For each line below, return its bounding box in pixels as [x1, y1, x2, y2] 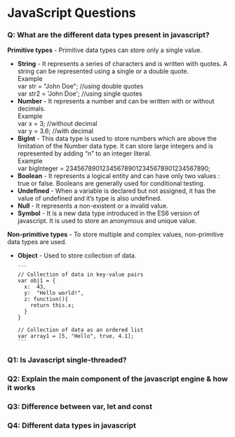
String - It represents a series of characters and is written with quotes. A [17, 60, 228, 68]
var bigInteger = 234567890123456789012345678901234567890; [17, 164, 210, 173]
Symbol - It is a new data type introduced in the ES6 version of [17, 209, 200, 217]
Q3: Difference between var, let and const [7, 402, 153, 412]
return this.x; [30, 302, 75, 309]
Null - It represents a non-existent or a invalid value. [17, 202, 168, 210]
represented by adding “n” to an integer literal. [17, 149, 152, 158]
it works [7, 383, 36, 393]
